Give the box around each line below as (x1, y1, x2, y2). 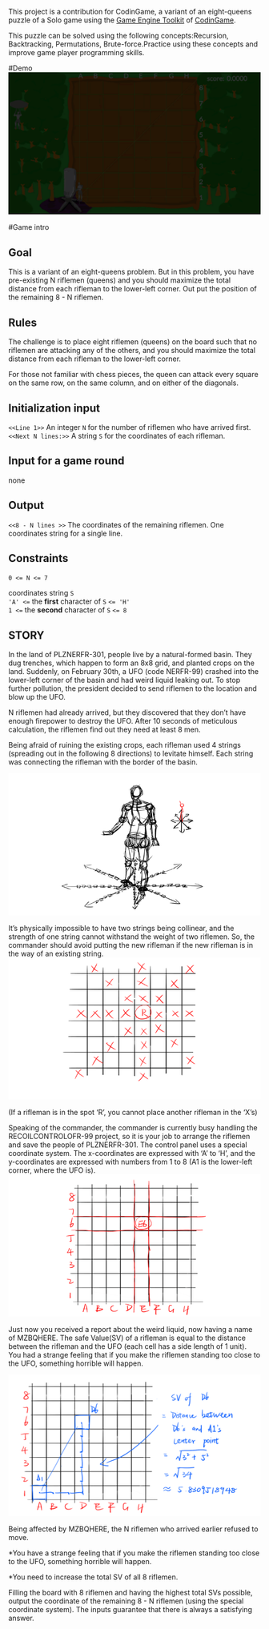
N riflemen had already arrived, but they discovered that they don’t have (8, 708, 247, 717)
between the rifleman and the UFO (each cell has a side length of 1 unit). (8, 1341, 247, 1351)
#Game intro (8, 223, 50, 232)
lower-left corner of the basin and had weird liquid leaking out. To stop (8, 676, 241, 685)
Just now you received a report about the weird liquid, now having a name (8, 1324, 253, 1334)
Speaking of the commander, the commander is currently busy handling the (8, 1123, 258, 1133)
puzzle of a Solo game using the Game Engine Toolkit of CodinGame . (8, 15, 236, 25)
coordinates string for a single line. (8, 528, 122, 538)
